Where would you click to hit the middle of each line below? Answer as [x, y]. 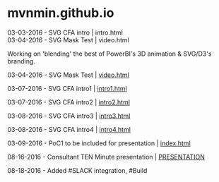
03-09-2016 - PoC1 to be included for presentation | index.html [99, 143]
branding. [21, 61]
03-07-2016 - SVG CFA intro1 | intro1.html [67, 88]
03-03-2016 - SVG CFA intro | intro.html [65, 32]
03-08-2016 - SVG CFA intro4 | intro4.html [69, 129]
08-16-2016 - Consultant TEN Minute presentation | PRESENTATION [106, 157]
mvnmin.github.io [61, 13]
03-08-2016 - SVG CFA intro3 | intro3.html [69, 116]
